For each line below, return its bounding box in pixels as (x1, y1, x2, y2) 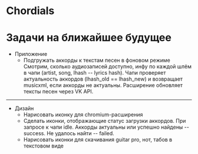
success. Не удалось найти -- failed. (23, 130, 115, 137)
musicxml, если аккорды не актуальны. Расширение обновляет (23, 82, 183, 89)
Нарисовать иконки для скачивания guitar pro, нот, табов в (23, 136, 173, 143)
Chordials (6, 4, 55, 18)
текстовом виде (23, 142, 64, 149)
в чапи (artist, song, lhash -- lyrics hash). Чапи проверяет (23, 69, 166, 76)
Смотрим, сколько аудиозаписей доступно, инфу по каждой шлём (23, 63, 192, 70)
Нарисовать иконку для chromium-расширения (23, 111, 143, 118)
